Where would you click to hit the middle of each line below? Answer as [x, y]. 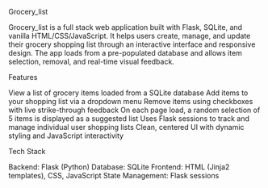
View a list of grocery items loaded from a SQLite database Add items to [128, 93]
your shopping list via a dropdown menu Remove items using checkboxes [131, 101]
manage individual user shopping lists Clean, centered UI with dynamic [126, 127]
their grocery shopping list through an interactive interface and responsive [132, 44]
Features [23, 77]
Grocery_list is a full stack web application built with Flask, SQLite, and [126, 27]
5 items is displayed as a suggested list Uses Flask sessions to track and [129, 119]
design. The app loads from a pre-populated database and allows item [125, 53]
